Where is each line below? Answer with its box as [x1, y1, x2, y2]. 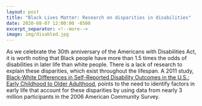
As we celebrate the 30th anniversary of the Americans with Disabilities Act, [6, 48, 197, 55]
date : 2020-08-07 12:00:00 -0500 [6, 20, 91, 26]
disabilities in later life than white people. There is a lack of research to [6, 61, 183, 68]
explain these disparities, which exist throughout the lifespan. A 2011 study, [6, 67, 194, 75]
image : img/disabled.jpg [6, 31, 69, 38]
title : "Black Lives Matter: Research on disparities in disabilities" [6, 15, 191, 21]
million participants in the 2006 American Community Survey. [6, 93, 160, 101]
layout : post [6, 8, 39, 15]
